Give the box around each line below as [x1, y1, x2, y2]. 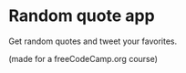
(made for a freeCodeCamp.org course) [8, 53, 159, 64]
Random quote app [8, 5, 156, 26]
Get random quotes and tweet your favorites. [8, 36, 178, 47]
